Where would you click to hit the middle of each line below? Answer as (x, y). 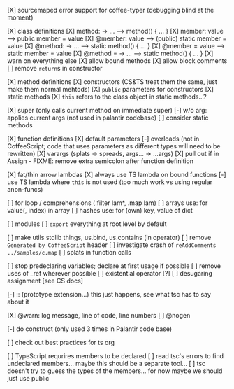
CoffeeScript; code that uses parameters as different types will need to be (114, 146)
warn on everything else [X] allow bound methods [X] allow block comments (117, 61)
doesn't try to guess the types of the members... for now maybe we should (115, 371)
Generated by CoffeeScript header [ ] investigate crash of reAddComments (112, 245)
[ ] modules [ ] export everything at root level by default (87, 224)
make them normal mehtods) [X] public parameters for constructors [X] (111, 89)
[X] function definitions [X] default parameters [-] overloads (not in (103, 139)
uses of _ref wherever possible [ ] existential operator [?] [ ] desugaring (110, 273)
